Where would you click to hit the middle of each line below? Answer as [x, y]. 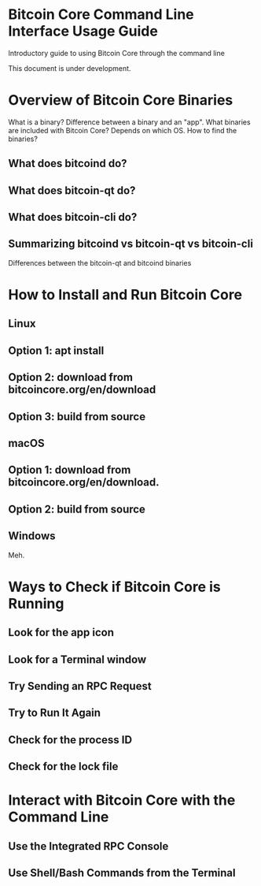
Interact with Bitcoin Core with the [122, 800]
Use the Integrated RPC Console [88, 846]
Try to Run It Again [54, 713]
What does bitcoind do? [68, 164]
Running [36, 603]
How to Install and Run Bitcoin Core [125, 295]
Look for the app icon [61, 633]
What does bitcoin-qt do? [72, 190]
